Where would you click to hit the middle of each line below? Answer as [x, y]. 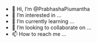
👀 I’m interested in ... [36, 15]
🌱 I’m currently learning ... [43, 21]
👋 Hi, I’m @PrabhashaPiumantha [51, 9]
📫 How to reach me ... [39, 34]
